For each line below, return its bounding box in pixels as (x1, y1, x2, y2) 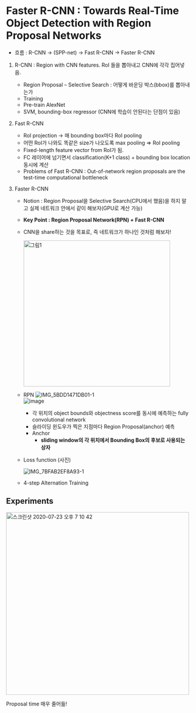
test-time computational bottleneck (23, 174, 108, 181)
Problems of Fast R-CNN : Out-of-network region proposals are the (23, 168, 185, 175)
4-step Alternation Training (23, 479, 89, 486)
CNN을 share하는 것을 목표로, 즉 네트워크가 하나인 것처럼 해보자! (23, 228, 171, 235)
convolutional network (32, 416, 86, 423)
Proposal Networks (6, 29, 102, 42)
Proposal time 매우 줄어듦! (6, 700, 67, 707)
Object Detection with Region (6, 16, 152, 30)
